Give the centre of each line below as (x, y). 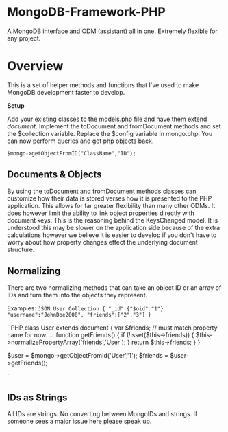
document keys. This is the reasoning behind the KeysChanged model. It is (113, 220)
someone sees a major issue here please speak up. (79, 421)
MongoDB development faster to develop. (66, 92)
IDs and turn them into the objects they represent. (77, 295)
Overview (35, 66)
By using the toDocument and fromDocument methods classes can (102, 191)
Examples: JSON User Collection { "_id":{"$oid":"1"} (86, 308)
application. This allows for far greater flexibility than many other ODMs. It (111, 205)
